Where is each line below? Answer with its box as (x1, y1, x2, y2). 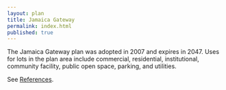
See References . (7, 76, 54, 84)
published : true (7, 29, 53, 36)
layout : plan (7, 10, 45, 17)
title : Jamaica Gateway (7, 16, 75, 23)
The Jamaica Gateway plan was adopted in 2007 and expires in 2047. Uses (7, 48, 220, 56)
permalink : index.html (7, 22, 72, 29)
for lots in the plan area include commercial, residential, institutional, (7, 55, 200, 63)
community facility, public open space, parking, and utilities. (7, 62, 177, 70)
